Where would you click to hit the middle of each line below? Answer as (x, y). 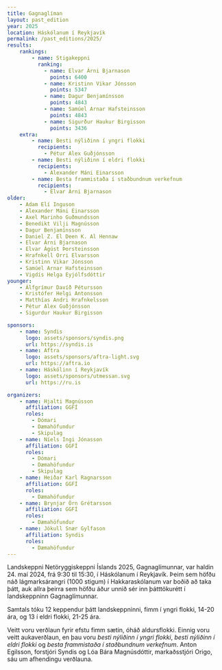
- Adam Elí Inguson (47, 205)
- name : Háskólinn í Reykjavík (64, 370)
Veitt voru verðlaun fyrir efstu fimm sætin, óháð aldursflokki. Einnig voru (109, 630)
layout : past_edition (38, 20)
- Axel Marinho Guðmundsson (59, 217)
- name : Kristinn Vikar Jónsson (90, 84)
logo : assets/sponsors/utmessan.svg (77, 376)
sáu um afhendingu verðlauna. (50, 659)
